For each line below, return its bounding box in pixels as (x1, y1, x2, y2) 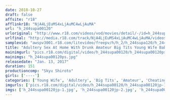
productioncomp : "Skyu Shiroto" (5, 69, 73, 74)
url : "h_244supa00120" (5, 26, 53, 31)
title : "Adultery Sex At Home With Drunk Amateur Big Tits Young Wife (5, 45, 157, 50)
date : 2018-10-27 (5, 7, 42, 13)
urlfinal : (5, 36, 26, 41)
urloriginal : (5, 31, 33, 36)
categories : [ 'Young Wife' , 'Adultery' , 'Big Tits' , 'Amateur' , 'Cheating (5, 78, 166, 83)
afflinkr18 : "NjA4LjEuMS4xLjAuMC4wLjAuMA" (5, 21, 96, 27)
